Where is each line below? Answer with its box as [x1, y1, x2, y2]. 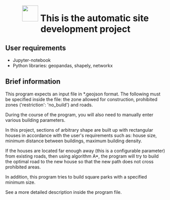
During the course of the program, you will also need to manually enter [5, 111, 154, 117]
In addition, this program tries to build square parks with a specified [5, 173, 147, 180]
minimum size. [5, 179, 36, 185]
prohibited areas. [5, 164, 41, 170]
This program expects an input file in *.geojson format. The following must [5, 91, 161, 97]
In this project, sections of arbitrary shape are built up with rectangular [5, 127, 154, 133]
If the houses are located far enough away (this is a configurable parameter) [5, 147, 165, 154]
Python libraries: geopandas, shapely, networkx [12, 63, 113, 68]
